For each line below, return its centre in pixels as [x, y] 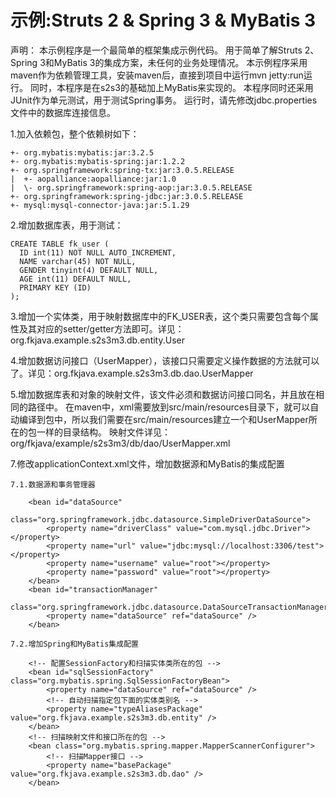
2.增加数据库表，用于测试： [67, 225]
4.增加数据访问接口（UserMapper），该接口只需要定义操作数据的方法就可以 [165, 360]
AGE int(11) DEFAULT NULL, [75, 279]
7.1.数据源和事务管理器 [53, 484]
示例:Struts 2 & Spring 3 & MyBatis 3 [163, 20]
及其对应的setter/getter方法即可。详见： [101, 328]
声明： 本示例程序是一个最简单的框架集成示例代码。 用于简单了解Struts [156, 50]
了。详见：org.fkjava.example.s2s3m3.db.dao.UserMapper [132, 373]
